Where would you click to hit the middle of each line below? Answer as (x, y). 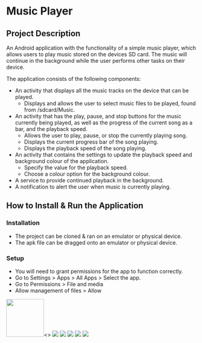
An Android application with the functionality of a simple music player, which (101, 48)
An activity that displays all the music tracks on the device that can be (102, 91)
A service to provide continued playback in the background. (89, 180)
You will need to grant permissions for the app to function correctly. (99, 271)
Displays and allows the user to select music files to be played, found (110, 103)
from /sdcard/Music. (49, 110)
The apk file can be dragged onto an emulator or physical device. (96, 242)
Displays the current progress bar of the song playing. (91, 142)
